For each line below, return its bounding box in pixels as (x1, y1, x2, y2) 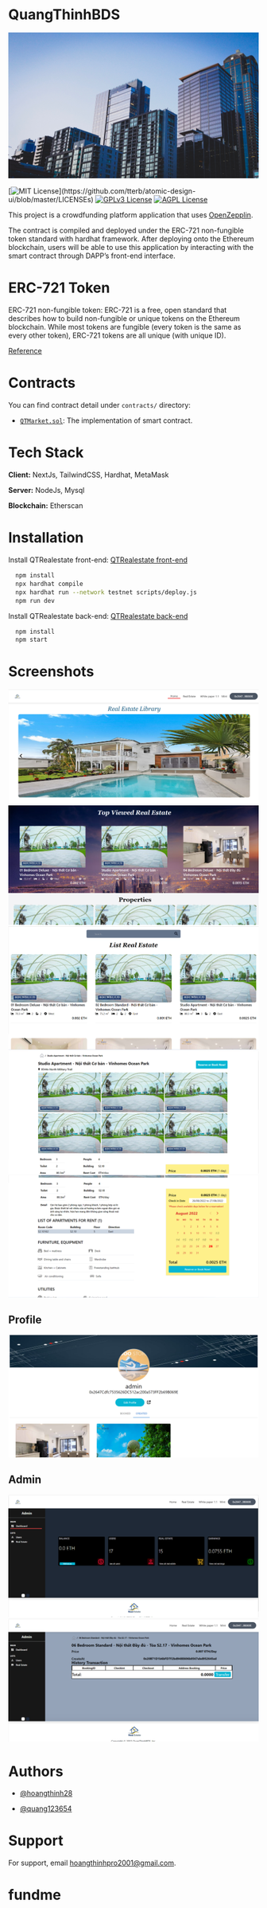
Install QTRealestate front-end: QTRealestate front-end (8, 555, 188, 565)
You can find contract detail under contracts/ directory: (8, 401, 191, 410)
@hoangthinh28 (19, 1789, 73, 1798)
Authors (8, 1762, 64, 1781)
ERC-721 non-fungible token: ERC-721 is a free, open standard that (8, 305, 227, 315)
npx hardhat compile (15, 580, 83, 588)
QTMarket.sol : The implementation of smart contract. (19, 416, 193, 425)
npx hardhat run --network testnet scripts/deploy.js (15, 588, 197, 596)
